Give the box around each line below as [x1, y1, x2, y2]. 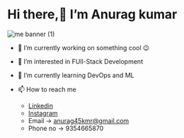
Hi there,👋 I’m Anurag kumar [7, 6, 178, 23]
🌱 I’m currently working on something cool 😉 [17, 43, 150, 52]
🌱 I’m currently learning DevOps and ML [17, 71, 134, 79]
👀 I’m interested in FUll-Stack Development [17, 57, 144, 66]
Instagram [28, 109, 58, 117]
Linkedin [28, 101, 53, 110]
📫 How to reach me [17, 85, 76, 93]
